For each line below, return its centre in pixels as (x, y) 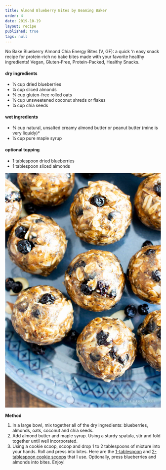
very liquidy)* (26, 133)
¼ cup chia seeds (30, 105)
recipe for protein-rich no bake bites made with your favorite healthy (75, 57)
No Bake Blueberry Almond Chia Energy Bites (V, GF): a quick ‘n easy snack (82, 51)
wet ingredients (22, 117)
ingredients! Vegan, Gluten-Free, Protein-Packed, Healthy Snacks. (72, 62)
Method (13, 416)
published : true (22, 32)
